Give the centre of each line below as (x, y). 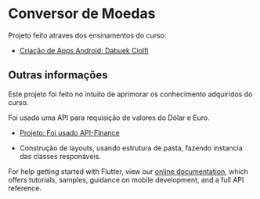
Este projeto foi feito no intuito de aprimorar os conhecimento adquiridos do (130, 94)
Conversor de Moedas (82, 14)
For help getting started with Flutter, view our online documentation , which (128, 171)
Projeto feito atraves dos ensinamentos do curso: (87, 35)
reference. (25, 188)
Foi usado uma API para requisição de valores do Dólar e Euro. (109, 118)
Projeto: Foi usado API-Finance (69, 132)
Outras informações (58, 75)
